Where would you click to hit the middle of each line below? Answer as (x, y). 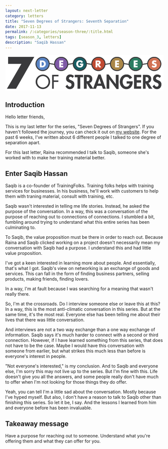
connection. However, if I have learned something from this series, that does (84, 340)
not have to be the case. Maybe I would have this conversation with (75, 346)
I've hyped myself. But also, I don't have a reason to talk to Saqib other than (83, 397)
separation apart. (23, 143)
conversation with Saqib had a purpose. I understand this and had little (78, 248)
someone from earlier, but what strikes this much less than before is (75, 351)
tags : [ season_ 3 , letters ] (33, 37)
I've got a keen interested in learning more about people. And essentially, (81, 263)
